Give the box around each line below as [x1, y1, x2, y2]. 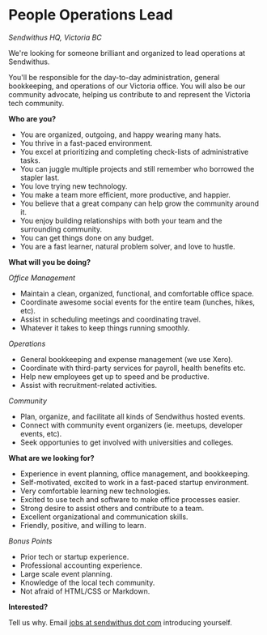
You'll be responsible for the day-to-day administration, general [8, 72, 220, 82]
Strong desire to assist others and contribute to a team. [19, 503, 205, 513]
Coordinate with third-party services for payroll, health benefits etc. [19, 363, 246, 373]
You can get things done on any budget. [19, 232, 155, 242]
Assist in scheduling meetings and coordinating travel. [19, 314, 201, 324]
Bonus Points [8, 536, 53, 546]
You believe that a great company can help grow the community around [19, 198, 259, 208]
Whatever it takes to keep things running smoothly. [19, 322, 190, 333]
